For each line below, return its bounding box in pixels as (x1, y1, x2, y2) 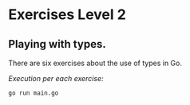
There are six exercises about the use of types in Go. (8, 58, 182, 68)
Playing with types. (8, 37, 106, 51)
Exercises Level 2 (8, 6, 126, 24)
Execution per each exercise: (8, 74, 104, 83)
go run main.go (8, 89, 59, 97)
